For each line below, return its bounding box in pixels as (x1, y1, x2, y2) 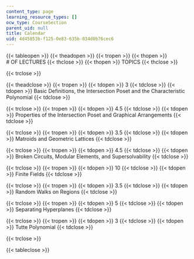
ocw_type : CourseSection (6, 19, 67, 25)
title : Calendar (6, 31, 46, 36)
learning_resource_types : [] (6, 14, 77, 20)
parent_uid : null (6, 25, 49, 31)
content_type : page (6, 8, 54, 15)
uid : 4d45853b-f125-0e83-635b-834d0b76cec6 (6, 36, 114, 42)
